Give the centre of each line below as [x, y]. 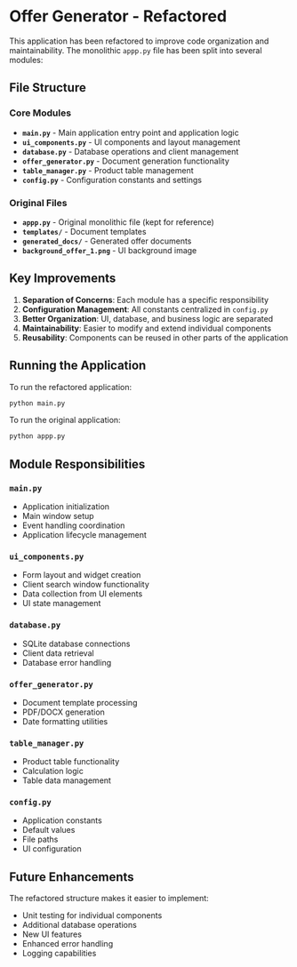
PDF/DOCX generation [63, 712]
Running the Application [78, 366]
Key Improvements [63, 279]
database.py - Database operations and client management [130, 151]
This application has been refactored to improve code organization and [139, 41]
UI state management [61, 603]
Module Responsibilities [77, 464]
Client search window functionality [85, 585]
